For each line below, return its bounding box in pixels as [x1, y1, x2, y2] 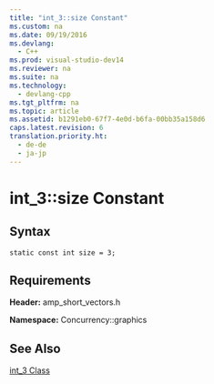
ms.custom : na [9, 22, 64, 31]
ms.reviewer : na [9, 65, 71, 74]
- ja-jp [17, 148, 47, 157]
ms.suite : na [9, 73, 59, 82]
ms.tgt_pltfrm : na [9, 97, 79, 107]
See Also [9, 340, 61, 356]
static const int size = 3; [9, 248, 117, 258]
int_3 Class [9, 365, 50, 376]
